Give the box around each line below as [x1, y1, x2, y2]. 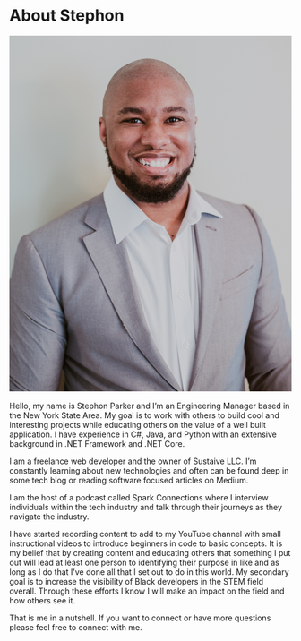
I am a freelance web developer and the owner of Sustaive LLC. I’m [9, 456, 257, 466]
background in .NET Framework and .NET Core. [9, 438, 185, 449]
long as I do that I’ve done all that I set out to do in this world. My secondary [9, 566, 289, 577]
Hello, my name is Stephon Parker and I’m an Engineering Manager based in [9, 400, 290, 411]
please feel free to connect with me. [9, 621, 143, 632]
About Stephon [9, 5, 125, 26]
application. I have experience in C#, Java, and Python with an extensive [9, 429, 278, 440]
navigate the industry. [9, 511, 90, 522]
